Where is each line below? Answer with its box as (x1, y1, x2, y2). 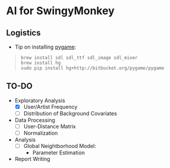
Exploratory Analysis (14, 96, 65, 104)
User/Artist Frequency (23, 103, 78, 110)
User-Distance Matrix (23, 122, 76, 130)
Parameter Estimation (32, 149, 85, 156)
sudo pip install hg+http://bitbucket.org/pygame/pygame (20, 65, 165, 71)
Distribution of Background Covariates (23, 109, 117, 117)
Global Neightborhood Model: (23, 143, 97, 150)
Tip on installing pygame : (14, 43, 76, 50)
